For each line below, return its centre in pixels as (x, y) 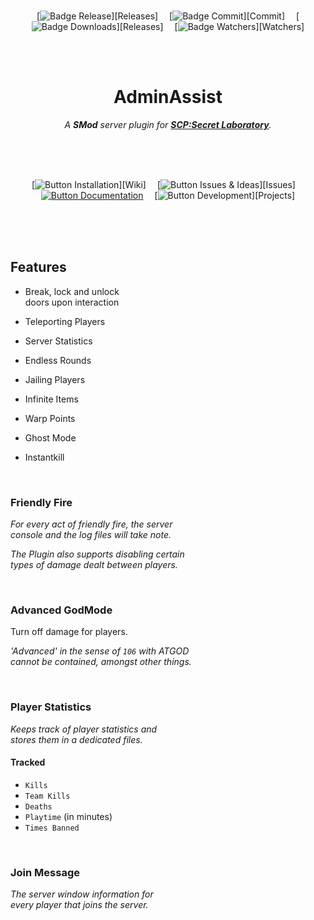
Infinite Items (51, 399)
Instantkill (44, 457)
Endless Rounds (58, 360)
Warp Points (50, 418)
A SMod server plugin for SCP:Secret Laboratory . (168, 124)
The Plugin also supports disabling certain (97, 554)
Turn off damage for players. (69, 632)
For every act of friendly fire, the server (91, 524)
